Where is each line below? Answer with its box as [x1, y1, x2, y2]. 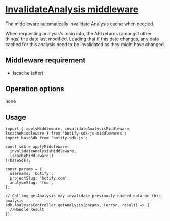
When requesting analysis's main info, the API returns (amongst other [5, 30, 152, 36]
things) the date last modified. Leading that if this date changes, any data [5, 36, 159, 42]
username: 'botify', [10, 171, 54, 176]
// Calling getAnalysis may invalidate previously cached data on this [5, 193, 161, 199]
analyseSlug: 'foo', [10, 180, 54, 185]
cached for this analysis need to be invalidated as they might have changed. [5, 41, 165, 47]
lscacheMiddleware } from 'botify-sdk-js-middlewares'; [5, 131, 127, 136]
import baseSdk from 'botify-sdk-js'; [5, 136, 88, 141]
